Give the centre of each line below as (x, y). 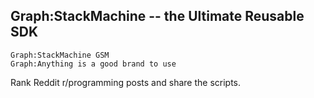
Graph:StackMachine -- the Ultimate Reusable (157, 16)
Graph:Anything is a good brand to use (93, 64)
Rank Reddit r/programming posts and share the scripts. (126, 82)
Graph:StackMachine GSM (60, 55)
